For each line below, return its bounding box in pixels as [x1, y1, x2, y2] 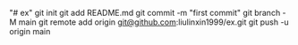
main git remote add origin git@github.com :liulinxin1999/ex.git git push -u [18, 17, 289, 27]
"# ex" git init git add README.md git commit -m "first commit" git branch [9, 8, 281, 18]
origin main [9, 26, 51, 36]
